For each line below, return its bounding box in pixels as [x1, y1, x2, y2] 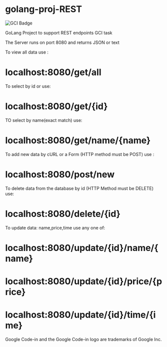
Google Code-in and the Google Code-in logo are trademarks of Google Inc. [5, 336, 162, 342]
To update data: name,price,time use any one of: [5, 224, 105, 230]
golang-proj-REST [5, 3, 82, 15]
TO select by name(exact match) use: [5, 117, 82, 123]
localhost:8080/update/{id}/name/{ [5, 242, 158, 253]
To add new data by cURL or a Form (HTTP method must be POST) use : [5, 151, 154, 157]
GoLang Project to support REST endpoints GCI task [5, 29, 112, 35]
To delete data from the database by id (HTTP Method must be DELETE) [5, 185, 154, 191]
